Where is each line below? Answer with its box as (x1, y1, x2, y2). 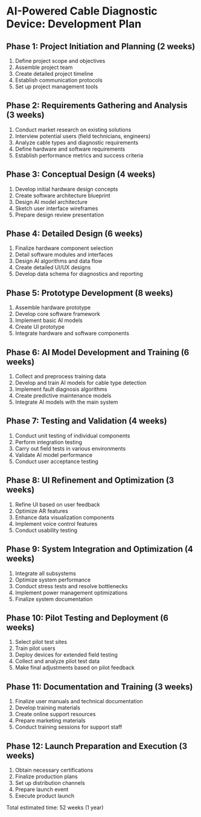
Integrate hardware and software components (14, 330, 130, 337)
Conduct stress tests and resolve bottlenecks (14, 582, 128, 589)
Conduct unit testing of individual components (14, 431, 130, 439)
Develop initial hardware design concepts (14, 185, 118, 192)
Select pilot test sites (14, 638, 68, 646)
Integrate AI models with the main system (14, 398, 119, 406)
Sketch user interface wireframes (14, 205, 98, 212)
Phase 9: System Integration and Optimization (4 (6, 544, 193, 554)
